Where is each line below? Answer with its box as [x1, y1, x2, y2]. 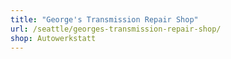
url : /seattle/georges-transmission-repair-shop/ [10, 24, 222, 34]
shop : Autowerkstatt [10, 33, 97, 43]
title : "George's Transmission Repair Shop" [10, 14, 199, 25]
